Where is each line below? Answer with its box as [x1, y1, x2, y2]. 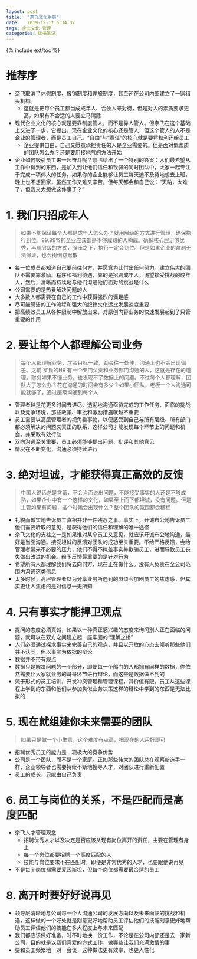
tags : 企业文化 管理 [6, 25, 51, 31]
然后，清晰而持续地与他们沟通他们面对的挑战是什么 [25, 279, 149, 286]
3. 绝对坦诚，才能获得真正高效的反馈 [6, 469, 184, 482]
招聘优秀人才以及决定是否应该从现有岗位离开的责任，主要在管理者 [23, 836, 184, 843]
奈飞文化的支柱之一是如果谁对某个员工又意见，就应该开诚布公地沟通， [14, 531, 186, 538]
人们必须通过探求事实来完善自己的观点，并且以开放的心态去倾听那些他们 [14, 641, 191, 648]
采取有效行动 [30, 430, 62, 437]
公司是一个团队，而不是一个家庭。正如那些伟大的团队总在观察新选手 [14, 756, 180, 763]
